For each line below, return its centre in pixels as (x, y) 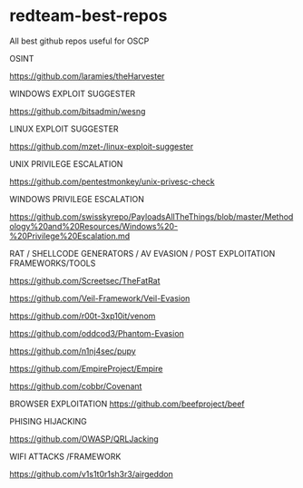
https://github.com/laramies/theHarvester (87, 76)
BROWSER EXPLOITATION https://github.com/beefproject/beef (127, 404)
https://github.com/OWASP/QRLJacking (84, 439)
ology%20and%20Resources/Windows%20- (94, 226)
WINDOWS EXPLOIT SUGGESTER (73, 93)
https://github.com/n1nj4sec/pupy (73, 351)
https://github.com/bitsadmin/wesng (78, 111)
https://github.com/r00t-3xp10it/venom (83, 316)
